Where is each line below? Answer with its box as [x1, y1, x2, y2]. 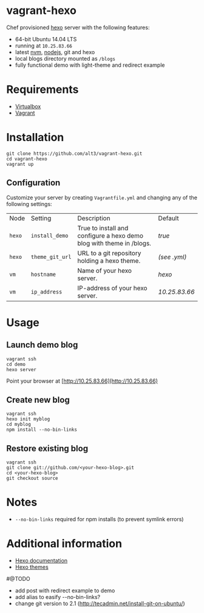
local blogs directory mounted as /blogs [15, 55, 115, 62]
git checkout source [6, 475, 59, 482]
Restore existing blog [6, 443, 89, 453]
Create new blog [6, 395, 70, 405]
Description [77, 214, 110, 222]
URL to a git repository [77, 248, 141, 257]
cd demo [6, 361, 26, 368]
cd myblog [6, 422, 32, 428]
